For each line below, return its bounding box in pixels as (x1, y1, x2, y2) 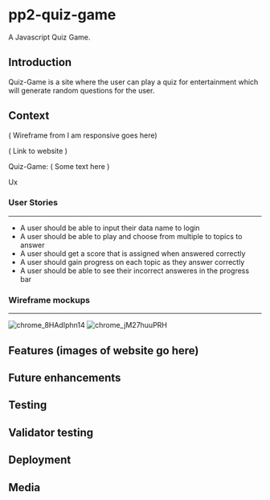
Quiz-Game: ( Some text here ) (8, 161, 110, 171)
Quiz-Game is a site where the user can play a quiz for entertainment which (8, 76, 259, 86)
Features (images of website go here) (8, 344, 199, 357)
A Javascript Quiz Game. (8, 32, 91, 42)
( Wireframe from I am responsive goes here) (8, 130, 158, 140)
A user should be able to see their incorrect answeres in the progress (19, 266, 250, 275)
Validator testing (8, 425, 94, 440)
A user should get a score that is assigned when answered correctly (19, 248, 246, 258)
